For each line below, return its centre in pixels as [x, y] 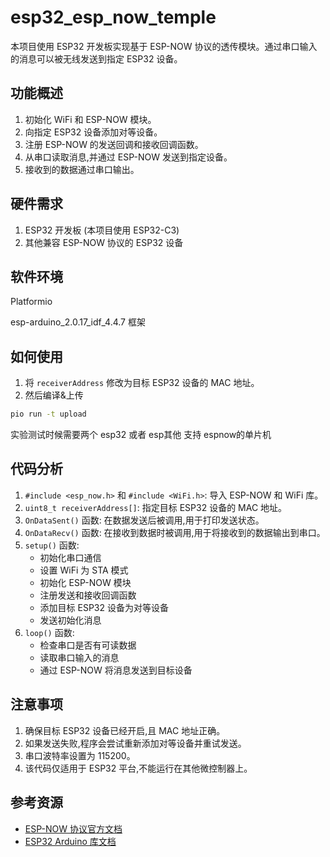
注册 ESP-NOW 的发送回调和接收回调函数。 [114, 144]
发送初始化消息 [70, 620]
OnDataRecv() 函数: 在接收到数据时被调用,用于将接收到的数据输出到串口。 [175, 532]
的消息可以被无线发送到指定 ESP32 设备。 [96, 58]
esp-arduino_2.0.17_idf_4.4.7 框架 [78, 322]
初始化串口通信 [70, 557]
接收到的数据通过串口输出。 [82, 169]
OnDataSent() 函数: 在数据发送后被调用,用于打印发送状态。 [144, 520]
